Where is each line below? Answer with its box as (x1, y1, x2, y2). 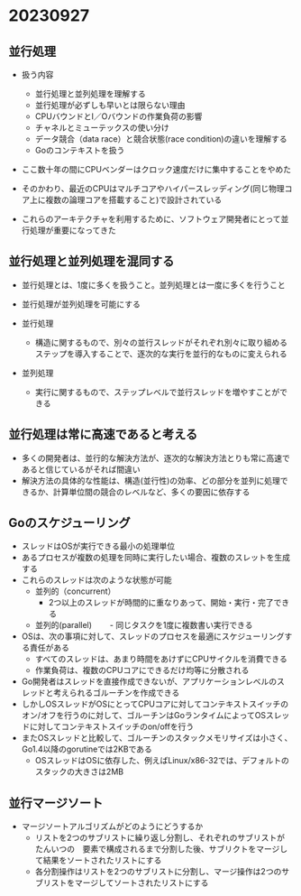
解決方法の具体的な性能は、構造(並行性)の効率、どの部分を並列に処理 (21, 475, 281, 485)
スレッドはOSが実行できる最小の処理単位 (21, 540, 176, 551)
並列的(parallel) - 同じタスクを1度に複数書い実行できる (34, 620, 253, 631)
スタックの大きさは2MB (34, 766, 123, 777)
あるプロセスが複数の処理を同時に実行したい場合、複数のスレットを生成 (21, 552, 290, 563)
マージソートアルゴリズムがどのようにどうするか (21, 821, 204, 832)
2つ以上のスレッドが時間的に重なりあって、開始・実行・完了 (48, 597, 274, 608)
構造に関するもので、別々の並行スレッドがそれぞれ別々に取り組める (34, 337, 288, 347)
